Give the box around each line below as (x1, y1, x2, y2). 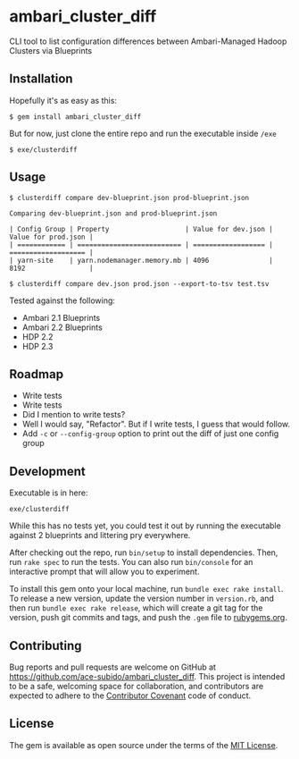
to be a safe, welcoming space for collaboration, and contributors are (9, 681, 264, 691)
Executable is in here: (9, 487, 88, 498)
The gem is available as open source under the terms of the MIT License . (9, 739, 278, 750)
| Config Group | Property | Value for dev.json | (9, 224, 274, 233)
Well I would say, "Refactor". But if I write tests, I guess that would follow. (21, 418, 291, 430)
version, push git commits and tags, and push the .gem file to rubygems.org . (9, 612, 288, 623)
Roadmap (9, 367, 64, 382)
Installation (9, 72, 73, 87)
